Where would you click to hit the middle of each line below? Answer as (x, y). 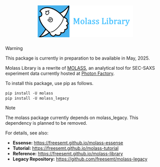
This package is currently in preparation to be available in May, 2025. (77, 58)
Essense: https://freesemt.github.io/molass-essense (68, 143)
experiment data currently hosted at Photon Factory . (60, 73)
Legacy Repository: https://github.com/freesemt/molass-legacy (80, 159)
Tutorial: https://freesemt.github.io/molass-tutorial (66, 148)
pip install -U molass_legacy (37, 98)
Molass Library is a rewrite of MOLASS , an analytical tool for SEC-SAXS (80, 68)
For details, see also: (27, 133)
